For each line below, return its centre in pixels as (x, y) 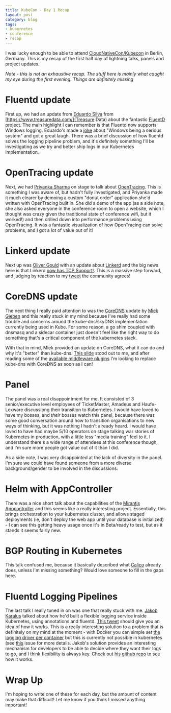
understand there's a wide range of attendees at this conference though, (81, 442)
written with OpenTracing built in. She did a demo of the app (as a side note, (85, 203)
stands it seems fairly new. (33, 530)
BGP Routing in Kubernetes (64, 551)
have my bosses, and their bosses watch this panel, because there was (80, 415)
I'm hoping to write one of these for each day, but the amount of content (81, 694)
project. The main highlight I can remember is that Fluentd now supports (81, 125)
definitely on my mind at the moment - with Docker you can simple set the (83, 632)
